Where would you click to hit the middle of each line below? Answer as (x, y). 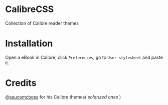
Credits (21, 83)
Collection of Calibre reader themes (42, 23)
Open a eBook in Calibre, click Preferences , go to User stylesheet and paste (84, 57)
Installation (29, 43)
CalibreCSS (30, 9)
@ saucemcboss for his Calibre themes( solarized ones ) (63, 97)
